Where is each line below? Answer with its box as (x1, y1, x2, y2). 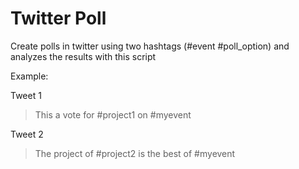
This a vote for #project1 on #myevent (34, 108, 192, 121)
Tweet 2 (10, 128, 44, 140)
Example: (10, 70, 49, 82)
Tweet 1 (10, 89, 42, 101)
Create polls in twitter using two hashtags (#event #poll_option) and (10, 40, 290, 52)
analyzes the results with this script (10, 50, 157, 62)
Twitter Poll (10, 7, 107, 30)
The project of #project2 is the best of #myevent (34, 147, 236, 159)
